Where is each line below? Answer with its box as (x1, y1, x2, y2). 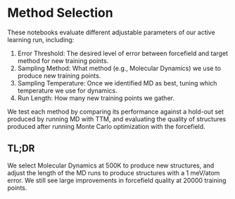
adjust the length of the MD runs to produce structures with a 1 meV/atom (7, 168, 220, 177)
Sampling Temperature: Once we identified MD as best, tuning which (17, 78, 217, 87)
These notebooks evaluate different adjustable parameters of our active (7, 28, 216, 36)
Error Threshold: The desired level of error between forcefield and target (17, 49, 229, 57)
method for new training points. (17, 56, 109, 64)
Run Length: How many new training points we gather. (17, 93, 174, 102)
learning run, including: (7, 35, 75, 43)
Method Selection (7, 5, 114, 21)
